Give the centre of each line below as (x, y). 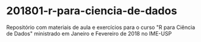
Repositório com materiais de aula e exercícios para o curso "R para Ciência (101, 27)
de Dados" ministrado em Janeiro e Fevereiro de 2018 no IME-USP (89, 33)
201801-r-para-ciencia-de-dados (92, 11)
